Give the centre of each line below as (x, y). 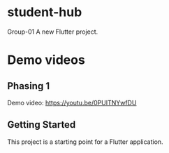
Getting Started (42, 125)
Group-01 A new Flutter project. (53, 32)
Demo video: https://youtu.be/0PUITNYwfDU (72, 102)
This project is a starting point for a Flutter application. (85, 142)
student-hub (45, 12)
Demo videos (46, 60)
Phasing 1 (29, 86)
